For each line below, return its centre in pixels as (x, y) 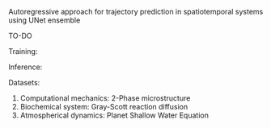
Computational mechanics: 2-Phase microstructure (105, 98)
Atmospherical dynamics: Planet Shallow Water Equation (114, 115)
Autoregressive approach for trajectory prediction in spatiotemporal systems (136, 12)
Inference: (25, 67)
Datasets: (24, 83)
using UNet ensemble (44, 20)
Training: (23, 51)
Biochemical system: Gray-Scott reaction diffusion (104, 107)
